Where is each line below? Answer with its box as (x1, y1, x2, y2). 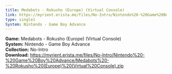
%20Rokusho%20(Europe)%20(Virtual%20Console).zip (5, 63, 124, 69)
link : (5, 12, 17, 17)
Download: (5, 52, 29, 58)
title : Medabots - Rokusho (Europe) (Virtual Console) (5, 7, 125, 13)
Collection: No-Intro (5, 46, 49, 53)
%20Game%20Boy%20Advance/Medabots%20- (5, 57, 110, 64)
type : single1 (5, 17, 36, 22)
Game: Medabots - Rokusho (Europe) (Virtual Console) (5, 36, 121, 42)
